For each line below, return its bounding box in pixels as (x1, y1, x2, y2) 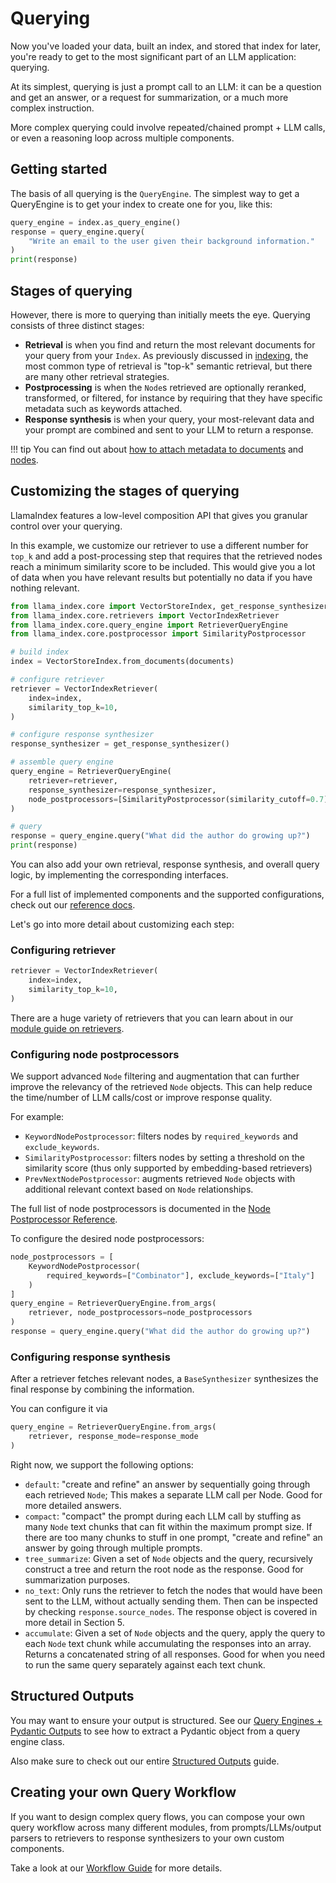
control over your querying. (10, 520, 123, 532)
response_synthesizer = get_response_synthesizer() (10, 739, 230, 749)
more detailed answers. (24, 1499, 122, 1511)
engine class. (10, 1735, 65, 1747)
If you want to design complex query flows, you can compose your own (10, 1810, 306, 1822)
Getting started (10, 161, 108, 178)
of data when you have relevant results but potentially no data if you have (10, 571, 313, 583)
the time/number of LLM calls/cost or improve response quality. (10, 1092, 273, 1104)
